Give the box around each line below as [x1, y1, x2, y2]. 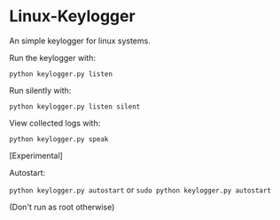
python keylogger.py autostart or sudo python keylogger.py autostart [9, 184, 272, 195]
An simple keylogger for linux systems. [9, 35, 151, 46]
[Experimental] [9, 150, 64, 161]
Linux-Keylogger [9, 6, 136, 27]
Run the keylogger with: [9, 52, 96, 63]
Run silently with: [9, 85, 72, 95]
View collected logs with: [9, 118, 101, 128]
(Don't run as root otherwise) [9, 201, 115, 212]
